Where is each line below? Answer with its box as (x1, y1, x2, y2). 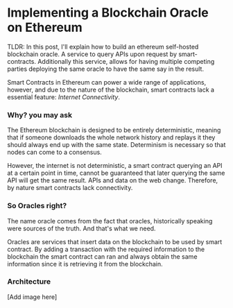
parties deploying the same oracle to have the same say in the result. (7, 65, 205, 73)
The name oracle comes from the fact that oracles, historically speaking (7, 216, 213, 225)
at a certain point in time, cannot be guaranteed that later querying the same (7, 169, 225, 178)
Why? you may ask (7, 110, 73, 119)
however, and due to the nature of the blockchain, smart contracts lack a (7, 85, 215, 94)
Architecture (7, 277, 51, 286)
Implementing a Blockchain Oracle (7, 5, 209, 21)
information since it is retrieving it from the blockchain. (7, 259, 163, 268)
